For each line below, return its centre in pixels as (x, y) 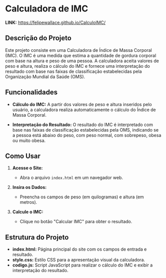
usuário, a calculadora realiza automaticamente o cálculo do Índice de (84, 110)
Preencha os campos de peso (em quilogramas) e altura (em (82, 197)
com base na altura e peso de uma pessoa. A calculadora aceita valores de (82, 61)
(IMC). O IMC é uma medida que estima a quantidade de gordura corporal (81, 55)
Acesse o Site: (28, 168)
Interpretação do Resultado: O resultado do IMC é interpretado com (83, 125)
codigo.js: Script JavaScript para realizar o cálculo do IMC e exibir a (83, 265)
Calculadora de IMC (47, 9)
